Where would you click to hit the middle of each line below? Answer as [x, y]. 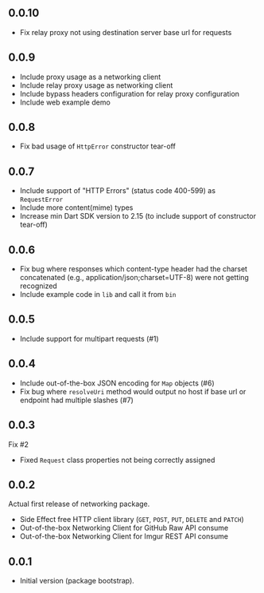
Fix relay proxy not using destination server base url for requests [126, 32]
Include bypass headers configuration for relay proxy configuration [130, 93]
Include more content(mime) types [76, 208]
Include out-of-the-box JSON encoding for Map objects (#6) [117, 383]
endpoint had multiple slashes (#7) [76, 400]
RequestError [41, 200]
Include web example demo [65, 102]
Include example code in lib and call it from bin [98, 295]
